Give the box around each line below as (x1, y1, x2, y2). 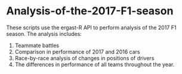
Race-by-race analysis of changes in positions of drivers (14, 54, 155, 61)
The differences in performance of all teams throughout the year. (14, 61, 175, 68)
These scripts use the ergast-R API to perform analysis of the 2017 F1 (6, 24, 177, 31)
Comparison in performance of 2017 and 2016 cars (14, 48, 140, 55)
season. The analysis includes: (6, 30, 82, 37)
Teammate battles (14, 42, 60, 49)
